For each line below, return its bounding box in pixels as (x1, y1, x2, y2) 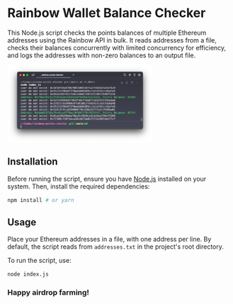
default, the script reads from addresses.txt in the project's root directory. (7, 242, 225, 251)
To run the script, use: (7, 257, 72, 265)
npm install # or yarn (7, 196, 74, 203)
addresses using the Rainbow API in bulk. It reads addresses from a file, (7, 35, 217, 44)
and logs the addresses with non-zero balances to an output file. (7, 51, 196, 60)
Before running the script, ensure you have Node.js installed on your (7, 174, 207, 183)
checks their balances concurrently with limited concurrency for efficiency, (7, 43, 227, 52)
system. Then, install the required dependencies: (7, 182, 150, 191)
